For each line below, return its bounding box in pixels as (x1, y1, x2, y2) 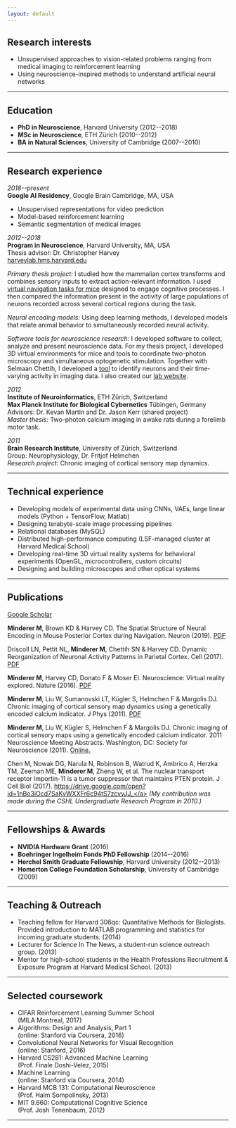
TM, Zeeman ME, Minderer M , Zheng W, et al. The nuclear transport (7, 767, 205, 775)
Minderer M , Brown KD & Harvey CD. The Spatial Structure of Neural (7, 624, 206, 632)
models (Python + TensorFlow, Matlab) (17, 512, 130, 520)
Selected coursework (7, 990, 103, 1002)
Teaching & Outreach (7, 899, 102, 911)
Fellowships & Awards (7, 824, 105, 836)
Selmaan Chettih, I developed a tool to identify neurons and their (7, 364, 194, 373)
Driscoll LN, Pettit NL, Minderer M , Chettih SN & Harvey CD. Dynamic (7, 645, 208, 653)
